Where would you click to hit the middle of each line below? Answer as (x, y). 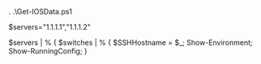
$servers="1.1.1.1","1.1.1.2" (50, 27)
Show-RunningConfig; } (48, 51)
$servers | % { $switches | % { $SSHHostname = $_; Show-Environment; (130, 42)
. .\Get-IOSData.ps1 (41, 12)
